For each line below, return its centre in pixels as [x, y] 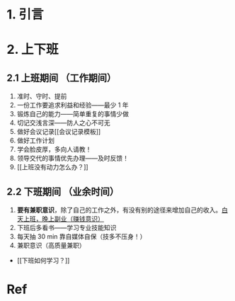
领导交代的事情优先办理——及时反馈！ [73, 158]
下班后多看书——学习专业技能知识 [67, 228]
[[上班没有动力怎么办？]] [53, 167]
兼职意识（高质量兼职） [51, 245]
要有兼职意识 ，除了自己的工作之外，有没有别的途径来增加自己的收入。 [119, 210]
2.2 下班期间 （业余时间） [63, 192]
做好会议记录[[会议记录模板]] [59, 132]
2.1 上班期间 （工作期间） [62, 78]
